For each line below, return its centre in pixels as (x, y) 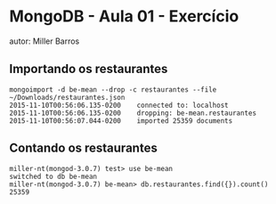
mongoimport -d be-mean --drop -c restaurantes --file (113, 90)
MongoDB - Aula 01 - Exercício (124, 16)
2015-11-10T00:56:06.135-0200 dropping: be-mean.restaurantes (133, 113)
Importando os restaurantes (89, 69)
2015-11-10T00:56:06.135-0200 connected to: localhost (119, 105)
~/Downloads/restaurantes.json (67, 97)
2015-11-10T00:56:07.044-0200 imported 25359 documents (121, 121)
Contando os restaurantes (83, 148)
